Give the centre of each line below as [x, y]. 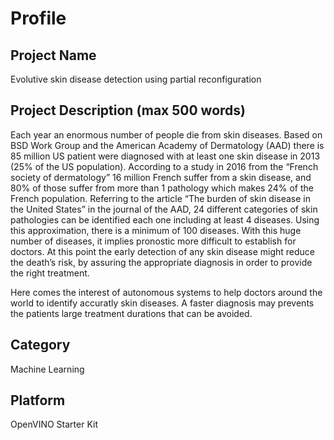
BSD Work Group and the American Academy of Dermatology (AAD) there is [167, 145]
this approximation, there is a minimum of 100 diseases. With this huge [156, 230]
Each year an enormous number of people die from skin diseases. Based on [166, 134]
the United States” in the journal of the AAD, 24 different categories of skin [164, 209]
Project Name [53, 55]
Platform [38, 400]
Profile [38, 18]
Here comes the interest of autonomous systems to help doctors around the [166, 292]
